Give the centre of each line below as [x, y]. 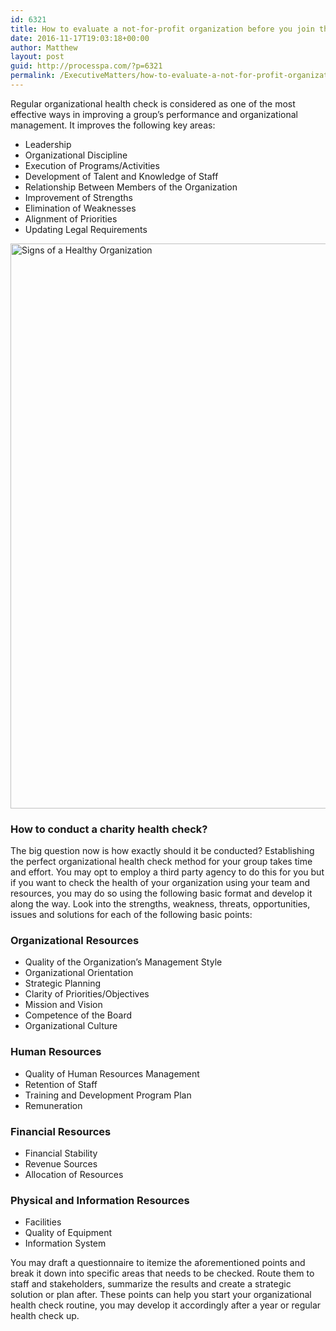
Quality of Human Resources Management [112, 1073]
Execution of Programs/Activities [92, 165]
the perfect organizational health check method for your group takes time [161, 862]
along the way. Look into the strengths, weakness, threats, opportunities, [160, 904]
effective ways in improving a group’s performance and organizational [154, 114]
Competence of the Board [78, 1015]
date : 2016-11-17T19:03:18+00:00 [80, 38]
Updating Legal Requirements [86, 229]
